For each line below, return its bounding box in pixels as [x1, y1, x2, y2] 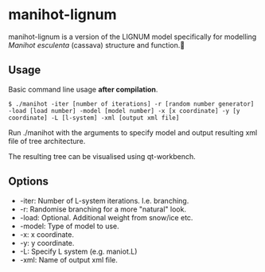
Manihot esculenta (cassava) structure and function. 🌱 [8, 40, 185, 49]
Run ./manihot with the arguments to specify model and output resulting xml [8, 127, 258, 137]
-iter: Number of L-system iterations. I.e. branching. [19, 196, 189, 205]
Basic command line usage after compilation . [8, 84, 158, 94]
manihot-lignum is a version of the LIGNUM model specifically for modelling [8, 32, 257, 41]
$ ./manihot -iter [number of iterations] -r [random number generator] [8, 99, 255, 108]
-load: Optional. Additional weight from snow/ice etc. [19, 212, 193, 222]
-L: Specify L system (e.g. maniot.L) [19, 247, 138, 256]
